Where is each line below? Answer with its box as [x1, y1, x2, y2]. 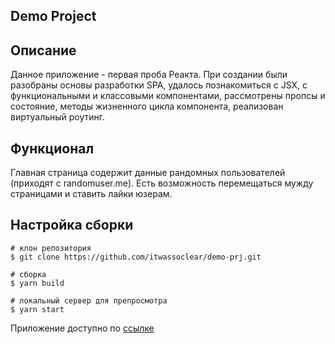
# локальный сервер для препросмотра [10, 295, 168, 306]
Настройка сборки [10, 217, 134, 234]
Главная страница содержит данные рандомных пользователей [10, 167, 286, 179]
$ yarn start [10, 304, 65, 314]
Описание [10, 42, 77, 59]
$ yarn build [10, 278, 65, 288]
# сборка [10, 269, 47, 279]
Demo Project [10, 8, 97, 25]
